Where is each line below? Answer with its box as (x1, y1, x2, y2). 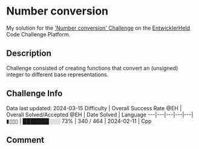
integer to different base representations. (6, 71, 109, 78)
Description (6, 48, 51, 59)
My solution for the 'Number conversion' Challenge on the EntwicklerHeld (6, 24, 191, 31)
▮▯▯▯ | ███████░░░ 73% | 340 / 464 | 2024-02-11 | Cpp (6, 117, 152, 125)
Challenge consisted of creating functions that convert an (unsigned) (6, 64, 178, 71)
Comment (6, 134, 45, 145)
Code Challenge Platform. (6, 30, 71, 38)
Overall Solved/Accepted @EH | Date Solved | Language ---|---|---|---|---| (6, 111, 194, 118)
